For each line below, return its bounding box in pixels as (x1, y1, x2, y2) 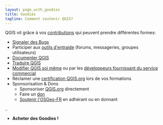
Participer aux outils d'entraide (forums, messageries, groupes (12, 45, 139, 50)
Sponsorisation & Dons (12, 81, 59, 87)
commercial (12, 71, 36, 76)
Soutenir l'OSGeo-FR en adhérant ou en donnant (19, 97, 118, 102)
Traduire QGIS (12, 60, 41, 66)
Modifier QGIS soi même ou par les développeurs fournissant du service (12, 65, 158, 71)
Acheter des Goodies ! (12, 116, 59, 122)
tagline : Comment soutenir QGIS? (5, 16, 73, 21)
